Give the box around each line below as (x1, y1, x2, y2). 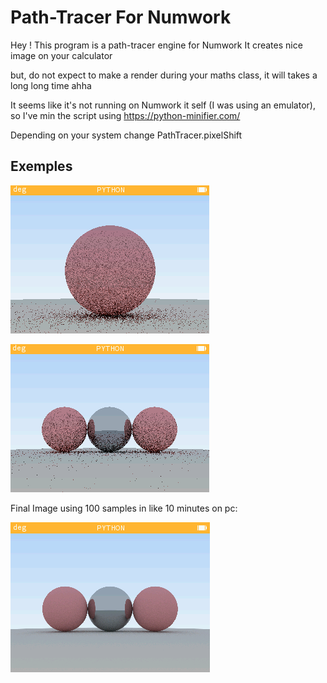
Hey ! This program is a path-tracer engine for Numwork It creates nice (10, 39, 303, 51)
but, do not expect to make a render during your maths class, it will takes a (10, 69, 318, 81)
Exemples (10, 158, 73, 175)
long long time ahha (10, 79, 92, 91)
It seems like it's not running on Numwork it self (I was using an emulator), (10, 99, 316, 111)
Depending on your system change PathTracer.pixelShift (10, 129, 243, 141)
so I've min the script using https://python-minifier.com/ (10, 109, 241, 121)
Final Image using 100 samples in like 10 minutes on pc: (10, 502, 238, 514)
